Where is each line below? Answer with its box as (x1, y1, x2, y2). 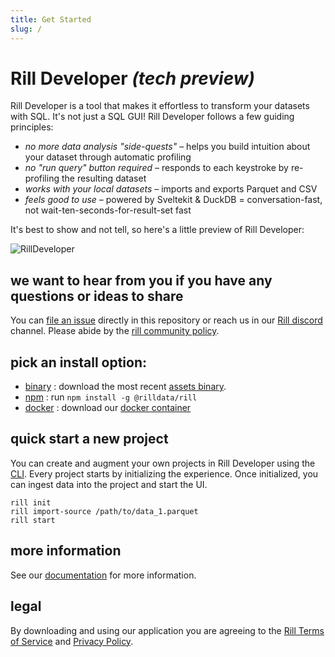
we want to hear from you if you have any (10, 272, 273, 289)
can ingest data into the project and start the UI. (10, 478, 208, 490)
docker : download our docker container (24, 402, 192, 414)
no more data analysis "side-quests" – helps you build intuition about (24, 141, 311, 153)
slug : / (10, 24, 43, 34)
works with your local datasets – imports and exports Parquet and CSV (24, 183, 318, 195)
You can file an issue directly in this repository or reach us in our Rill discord (10, 314, 323, 326)
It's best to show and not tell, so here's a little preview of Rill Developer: (10, 224, 305, 236)
